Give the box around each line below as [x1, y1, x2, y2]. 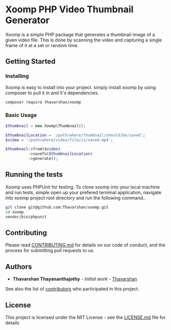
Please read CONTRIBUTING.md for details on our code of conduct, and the [5, 242, 165, 248]
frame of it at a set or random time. [5, 42, 79, 48]
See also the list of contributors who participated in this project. [5, 286, 140, 292]
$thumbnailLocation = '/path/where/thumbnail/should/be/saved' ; [5, 132, 145, 138]
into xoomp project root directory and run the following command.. [5, 195, 146, 201]
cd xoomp [5, 209, 24, 215]
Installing [5, 73, 29, 80]
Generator [5, 14, 50, 26]
